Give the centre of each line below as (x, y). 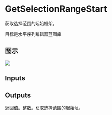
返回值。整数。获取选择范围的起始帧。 (44, 108)
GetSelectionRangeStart (56, 9)
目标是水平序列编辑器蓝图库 (33, 34)
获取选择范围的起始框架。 (31, 23)
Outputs (18, 95)
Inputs (15, 78)
